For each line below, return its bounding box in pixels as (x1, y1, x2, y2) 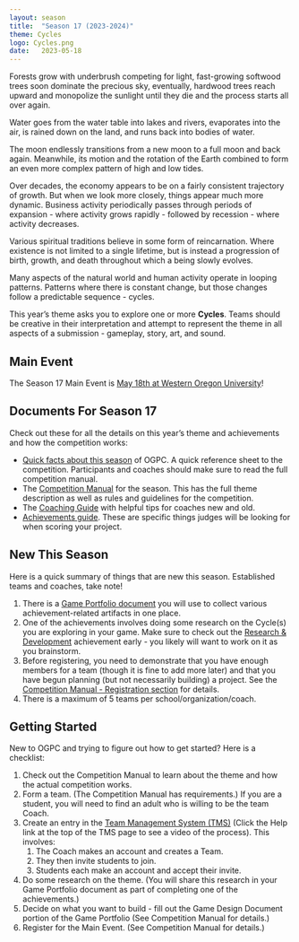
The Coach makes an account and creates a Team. (35, 846, 224, 857)
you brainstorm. (21, 645, 81, 656)
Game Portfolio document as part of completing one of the (21, 885, 239, 895)
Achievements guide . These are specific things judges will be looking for (21, 511, 291, 522)
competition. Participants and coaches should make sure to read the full (21, 464, 288, 475)
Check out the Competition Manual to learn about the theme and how (21, 770, 278, 781)
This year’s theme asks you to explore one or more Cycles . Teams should (9, 309, 280, 319)
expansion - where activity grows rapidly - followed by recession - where (9, 209, 280, 220)
